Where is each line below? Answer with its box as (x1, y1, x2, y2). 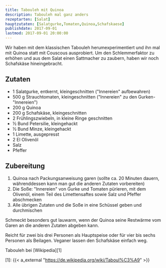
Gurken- (138, 94, 155, 100)
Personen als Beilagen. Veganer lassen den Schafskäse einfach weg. (5, 237, 148, 243)
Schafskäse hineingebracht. (5, 61, 63, 66)
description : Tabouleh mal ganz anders (5, 12, 89, 17)
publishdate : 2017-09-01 (5, 26, 57, 31)
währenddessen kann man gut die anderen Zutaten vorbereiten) (12, 181, 145, 187)
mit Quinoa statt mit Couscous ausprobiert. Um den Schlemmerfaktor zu (5, 50, 154, 56)
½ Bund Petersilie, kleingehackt (12, 120, 78, 126)
